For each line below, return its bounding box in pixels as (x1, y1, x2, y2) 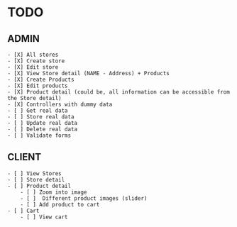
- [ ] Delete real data (7, 126, 78, 133)
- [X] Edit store (7, 64, 59, 71)
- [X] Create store (7, 57, 65, 65)
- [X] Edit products (7, 82, 69, 89)
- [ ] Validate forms (7, 132, 72, 139)
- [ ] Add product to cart (20, 201, 100, 208)
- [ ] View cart (20, 214, 69, 221)
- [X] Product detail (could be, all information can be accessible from (7, 89, 231, 96)
